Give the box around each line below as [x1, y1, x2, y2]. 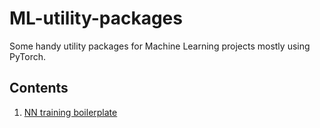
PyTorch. [9, 50, 47, 62]
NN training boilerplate [23, 106, 118, 118]
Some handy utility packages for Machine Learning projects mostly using [9, 40, 311, 52]
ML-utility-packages [9, 7, 183, 30]
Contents [9, 80, 69, 97]
